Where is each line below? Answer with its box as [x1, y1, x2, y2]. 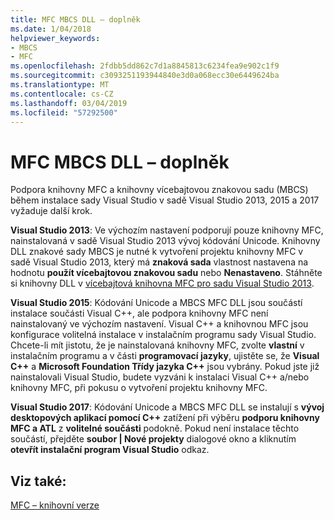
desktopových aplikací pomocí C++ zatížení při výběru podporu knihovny [10, 412, 320, 424]
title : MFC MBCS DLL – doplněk [10, 14, 141, 25]
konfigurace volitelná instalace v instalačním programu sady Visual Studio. [10, 329, 317, 341]
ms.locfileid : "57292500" [10, 107, 118, 118]
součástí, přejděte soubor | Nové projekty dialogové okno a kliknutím [10, 433, 297, 445]
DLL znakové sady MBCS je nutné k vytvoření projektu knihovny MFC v [10, 246, 304, 258]
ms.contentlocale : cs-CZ [10, 89, 114, 99]
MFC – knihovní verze [10, 499, 100, 511]
